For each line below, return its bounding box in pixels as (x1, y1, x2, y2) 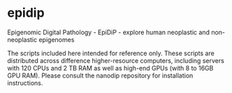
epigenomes (38, 35, 75, 43)
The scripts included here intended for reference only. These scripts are (7, 49, 215, 57)
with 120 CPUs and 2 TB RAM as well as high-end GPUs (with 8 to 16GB (7, 64, 214, 72)
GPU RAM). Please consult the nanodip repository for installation (7, 71, 194, 80)
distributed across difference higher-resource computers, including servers (7, 56, 225, 64)
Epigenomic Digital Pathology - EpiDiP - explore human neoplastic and (7, 28, 210, 36)
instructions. (7, 78, 43, 87)
